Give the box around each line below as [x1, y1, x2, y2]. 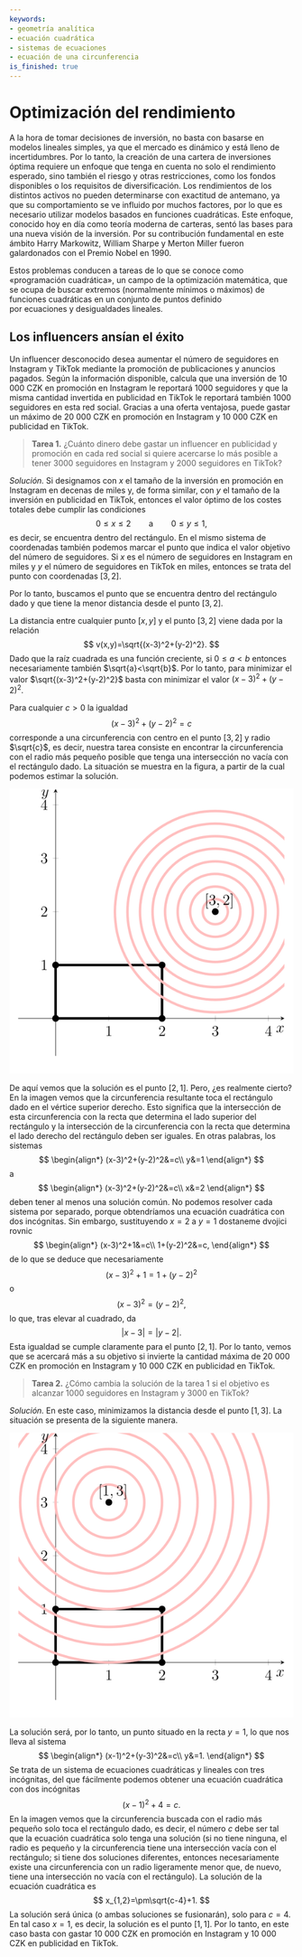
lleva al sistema [9, 1736, 67, 1747]
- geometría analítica [9, 24, 95, 33]
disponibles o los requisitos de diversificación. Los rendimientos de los [9, 180, 272, 191]
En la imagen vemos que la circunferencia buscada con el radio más [9, 1813, 263, 1824]
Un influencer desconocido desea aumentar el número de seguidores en [9, 353, 279, 364]
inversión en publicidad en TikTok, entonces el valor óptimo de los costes [9, 494, 282, 505]
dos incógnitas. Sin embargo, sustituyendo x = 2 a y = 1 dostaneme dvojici [9, 1216, 288, 1227]
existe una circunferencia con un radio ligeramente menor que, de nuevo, [9, 1861, 282, 1872]
